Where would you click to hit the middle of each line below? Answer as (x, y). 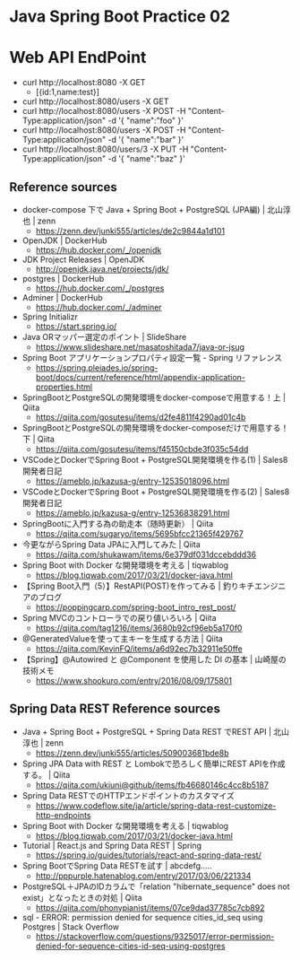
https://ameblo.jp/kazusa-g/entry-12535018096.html (133, 481)
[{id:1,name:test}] (68, 92)
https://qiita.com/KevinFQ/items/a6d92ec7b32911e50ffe (139, 649)
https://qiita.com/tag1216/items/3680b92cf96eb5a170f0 (139, 628)
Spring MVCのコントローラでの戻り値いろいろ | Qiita (119, 617)
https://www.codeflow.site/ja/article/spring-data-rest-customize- (156, 806)
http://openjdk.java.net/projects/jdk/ (102, 269)
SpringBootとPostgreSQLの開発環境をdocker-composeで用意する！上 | (154, 397)
